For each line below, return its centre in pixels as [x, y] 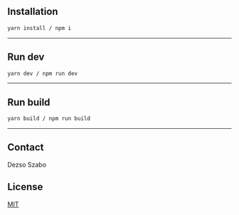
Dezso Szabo [27, 164]
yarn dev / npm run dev [43, 73]
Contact [26, 148]
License [25, 187]
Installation [33, 12]
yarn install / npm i [39, 28]
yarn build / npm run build [49, 119]
